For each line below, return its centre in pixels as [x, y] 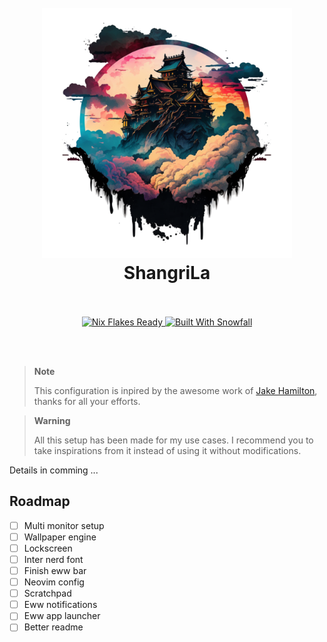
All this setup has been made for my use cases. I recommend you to [173, 440]
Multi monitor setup [64, 525]
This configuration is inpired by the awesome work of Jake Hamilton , [175, 390]
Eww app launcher [62, 616]
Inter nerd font [53, 559]
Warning [52, 420]
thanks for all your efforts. [87, 401]
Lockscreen [48, 548]
